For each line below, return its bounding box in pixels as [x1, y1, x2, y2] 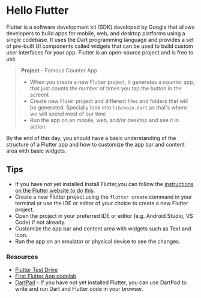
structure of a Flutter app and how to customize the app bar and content [6, 141, 185, 148]
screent [29, 91, 49, 98]
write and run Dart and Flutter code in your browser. [14, 285, 144, 293]
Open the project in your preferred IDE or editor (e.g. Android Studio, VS [14, 212, 193, 219]
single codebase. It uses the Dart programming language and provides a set [6, 36, 194, 43]
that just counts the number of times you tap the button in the [29, 84, 182, 92]
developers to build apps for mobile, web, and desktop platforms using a [6, 29, 185, 37]
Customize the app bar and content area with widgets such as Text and [14, 225, 191, 232]
